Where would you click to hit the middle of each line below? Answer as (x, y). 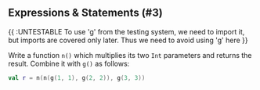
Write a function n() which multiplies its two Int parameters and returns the (130, 55)
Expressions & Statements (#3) (85, 13)
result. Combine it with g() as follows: (69, 63)
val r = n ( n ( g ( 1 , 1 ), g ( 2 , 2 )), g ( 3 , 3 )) (77, 77)
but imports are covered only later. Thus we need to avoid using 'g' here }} (128, 40)
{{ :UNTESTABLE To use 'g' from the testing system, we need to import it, (126, 31)
